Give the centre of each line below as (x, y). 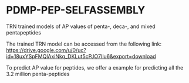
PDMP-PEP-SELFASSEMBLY (76, 10)
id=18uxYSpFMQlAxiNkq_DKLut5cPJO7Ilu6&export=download (81, 56)
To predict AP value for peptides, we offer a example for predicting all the (95, 67)
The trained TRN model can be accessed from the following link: (84, 44)
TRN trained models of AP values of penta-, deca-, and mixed (81, 26)
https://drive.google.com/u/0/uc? (46, 50)
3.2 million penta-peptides (38, 74)
